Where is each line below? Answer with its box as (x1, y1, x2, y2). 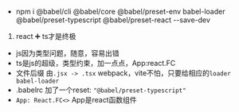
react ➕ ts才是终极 (15, 32, 76, 41)
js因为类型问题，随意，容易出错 (15, 48, 119, 58)
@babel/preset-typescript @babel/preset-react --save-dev (15, 15, 211, 25)
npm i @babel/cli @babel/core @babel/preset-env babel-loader (15, 7, 225, 16)
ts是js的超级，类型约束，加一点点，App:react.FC (15, 59, 176, 68)
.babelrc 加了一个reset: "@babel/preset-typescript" (15, 85, 186, 95)
